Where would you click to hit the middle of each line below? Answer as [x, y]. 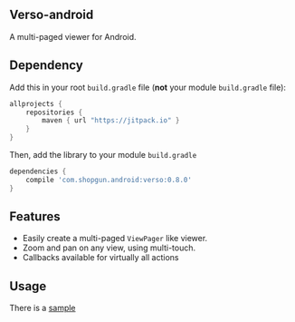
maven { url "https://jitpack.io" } [111, 121]
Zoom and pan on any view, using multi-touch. [109, 248]
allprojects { [36, 103]
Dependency [46, 66]
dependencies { [38, 171]
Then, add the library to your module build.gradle [103, 155]
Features [35, 217]
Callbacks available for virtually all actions [100, 258]
